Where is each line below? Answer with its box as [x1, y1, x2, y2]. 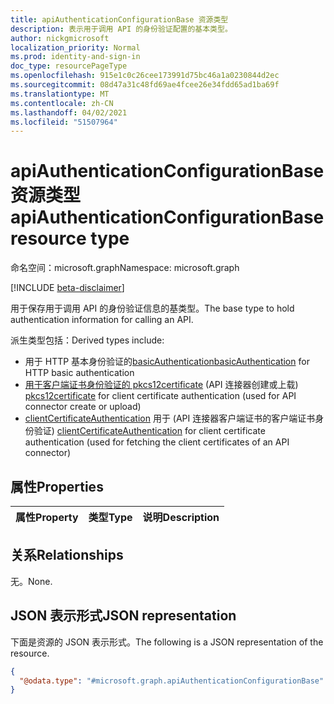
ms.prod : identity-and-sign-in [10, 52, 141, 62]
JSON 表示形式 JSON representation [10, 607, 237, 625]
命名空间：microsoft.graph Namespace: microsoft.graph [10, 262, 240, 274]
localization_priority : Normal [10, 42, 141, 53]
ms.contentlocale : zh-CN [10, 98, 114, 108]
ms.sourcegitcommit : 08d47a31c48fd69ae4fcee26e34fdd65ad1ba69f [10, 80, 280, 90]
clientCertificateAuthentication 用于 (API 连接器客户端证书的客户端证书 [24, 412, 316, 425]
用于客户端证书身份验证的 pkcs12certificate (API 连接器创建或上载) [24, 379, 299, 391]
